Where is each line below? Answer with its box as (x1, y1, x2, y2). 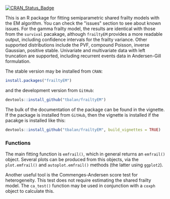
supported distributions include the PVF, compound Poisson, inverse (5, 42, 150, 48)
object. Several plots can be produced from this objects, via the (5, 156, 139, 162)
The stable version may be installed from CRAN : (5, 68, 103, 74)
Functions (5, 139, 31, 146)
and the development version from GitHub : (5, 87, 94, 93)
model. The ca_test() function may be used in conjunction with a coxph (5, 182, 156, 189)
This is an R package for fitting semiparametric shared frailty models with (5, 15, 160, 20)
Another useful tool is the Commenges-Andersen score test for (5, 171, 138, 178)
